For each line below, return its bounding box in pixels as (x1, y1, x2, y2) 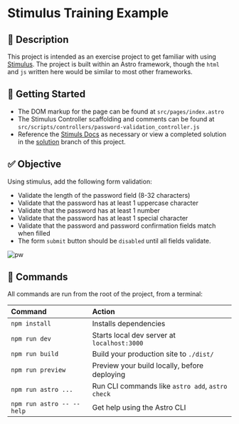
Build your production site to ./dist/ (92, 349, 214, 359)
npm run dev (11, 335, 52, 343)
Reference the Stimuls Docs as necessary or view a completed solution (17, 130, 226, 138)
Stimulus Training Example (7, 5, 169, 21)
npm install (11, 320, 52, 328)
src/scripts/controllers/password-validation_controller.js (17, 123, 200, 131)
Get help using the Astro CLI (92, 403, 186, 413)
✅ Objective (7, 158, 62, 171)
